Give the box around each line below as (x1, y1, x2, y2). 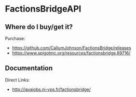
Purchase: (5, 35, 25, 41)
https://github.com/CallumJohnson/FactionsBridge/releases (12, 45, 132, 50)
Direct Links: (5, 77, 30, 83)
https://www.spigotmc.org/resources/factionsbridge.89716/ (12, 50, 131, 56)
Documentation (5, 64, 53, 72)
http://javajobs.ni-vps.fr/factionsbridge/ (12, 86, 91, 92)
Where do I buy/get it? (5, 23, 73, 31)
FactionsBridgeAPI (5, 3, 82, 15)
